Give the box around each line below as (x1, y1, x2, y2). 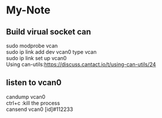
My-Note (6, 4, 51, 17)
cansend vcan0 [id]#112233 (6, 106, 73, 113)
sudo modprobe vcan (6, 42, 58, 49)
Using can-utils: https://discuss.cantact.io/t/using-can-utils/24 (6, 61, 157, 68)
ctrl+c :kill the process (6, 99, 60, 106)
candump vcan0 (6, 93, 46, 100)
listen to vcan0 (6, 78, 62, 88)
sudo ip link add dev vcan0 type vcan (6, 48, 97, 55)
